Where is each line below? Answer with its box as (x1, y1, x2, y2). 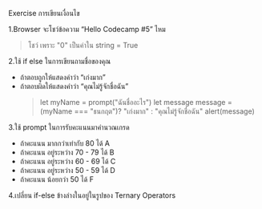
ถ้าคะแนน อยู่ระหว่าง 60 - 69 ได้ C (19, 157, 116, 166)
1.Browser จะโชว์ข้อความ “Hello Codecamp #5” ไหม (8, 25, 166, 34)
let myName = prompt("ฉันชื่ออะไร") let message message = (39, 98, 232, 107)
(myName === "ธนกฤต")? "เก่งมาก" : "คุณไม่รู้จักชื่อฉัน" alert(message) (39, 107, 255, 116)
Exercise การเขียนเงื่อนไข (8, 9, 80, 18)
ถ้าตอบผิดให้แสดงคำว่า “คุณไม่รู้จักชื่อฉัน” (19, 82, 129, 90)
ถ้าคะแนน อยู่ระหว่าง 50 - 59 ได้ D (19, 166, 116, 175)
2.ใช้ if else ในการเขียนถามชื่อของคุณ (8, 57, 111, 66)
